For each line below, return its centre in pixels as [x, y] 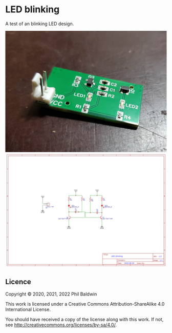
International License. [28, 309]
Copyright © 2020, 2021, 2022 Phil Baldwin [51, 294]
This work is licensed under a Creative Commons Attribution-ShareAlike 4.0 [85, 304]
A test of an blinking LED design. [40, 24]
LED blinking [33, 9]
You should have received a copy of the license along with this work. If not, [84, 320]
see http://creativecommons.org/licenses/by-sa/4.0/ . [61, 325]
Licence [18, 281]
